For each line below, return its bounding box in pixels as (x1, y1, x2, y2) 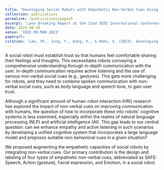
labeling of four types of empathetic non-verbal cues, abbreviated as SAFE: (5, 154, 157, 160)
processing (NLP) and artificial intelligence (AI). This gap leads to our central (5, 119, 159, 125)
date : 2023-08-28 (5, 25, 41, 30)
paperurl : (5, 35, 25, 40)
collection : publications (5, 12, 58, 17)
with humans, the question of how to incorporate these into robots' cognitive (5, 108, 159, 114)
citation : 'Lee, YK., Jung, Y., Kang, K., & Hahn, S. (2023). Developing (5, 39, 159, 44)
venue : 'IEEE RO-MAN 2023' (5, 30, 60, 35)
